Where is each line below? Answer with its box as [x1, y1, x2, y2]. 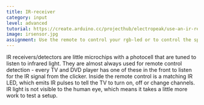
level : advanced [6, 20, 47, 26]
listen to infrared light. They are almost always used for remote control [6, 60, 182, 67]
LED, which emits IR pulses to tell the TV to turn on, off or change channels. [6, 79, 195, 86]
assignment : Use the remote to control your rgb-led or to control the [6, 37, 191, 43]
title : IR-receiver [6, 8, 56, 15]
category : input [6, 14, 47, 21]
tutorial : [6, 25, 32, 32]
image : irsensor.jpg [6, 31, 59, 37]
